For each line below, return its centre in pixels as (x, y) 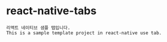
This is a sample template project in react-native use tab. (84, 33)
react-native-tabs (51, 11)
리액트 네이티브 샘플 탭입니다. (38, 28)
